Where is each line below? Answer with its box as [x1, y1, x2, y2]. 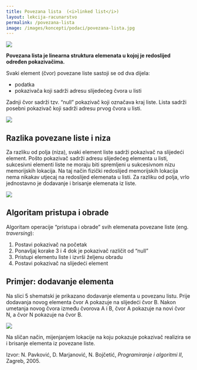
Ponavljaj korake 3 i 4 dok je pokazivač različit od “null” [14, 247, 148, 254]
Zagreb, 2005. [6, 357, 41, 364]
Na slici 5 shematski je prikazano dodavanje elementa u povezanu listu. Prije [6, 292, 191, 300]
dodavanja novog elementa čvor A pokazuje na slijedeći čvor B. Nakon [6, 298, 176, 305]
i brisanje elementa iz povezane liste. [6, 339, 96, 347]
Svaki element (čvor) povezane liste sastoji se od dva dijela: [6, 70, 151, 77]
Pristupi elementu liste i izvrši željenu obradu [14, 253, 123, 260]
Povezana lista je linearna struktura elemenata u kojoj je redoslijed [6, 52, 171, 59]
